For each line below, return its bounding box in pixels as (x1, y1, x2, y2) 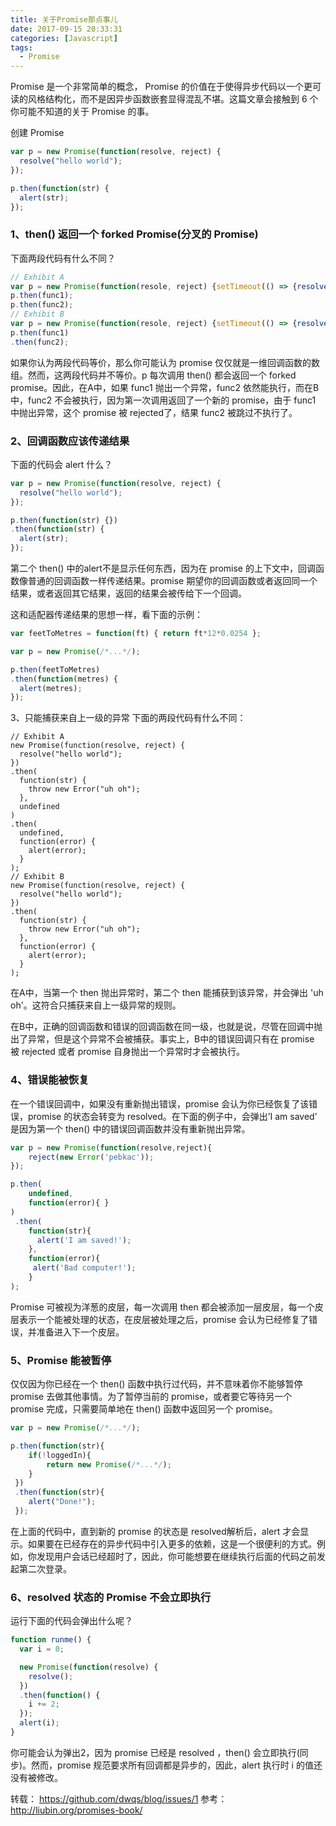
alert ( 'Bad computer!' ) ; (32, 1263, 137, 1273)
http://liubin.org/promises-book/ (10, 1804, 143, 1816)
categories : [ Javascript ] (10, 33, 118, 43)
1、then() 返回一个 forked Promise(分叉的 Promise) (10, 227, 259, 241)
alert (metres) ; (19, 683, 83, 693)
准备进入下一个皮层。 (36, 1326, 125, 1338)
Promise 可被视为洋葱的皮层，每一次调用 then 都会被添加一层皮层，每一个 (10, 1301, 315, 1313)
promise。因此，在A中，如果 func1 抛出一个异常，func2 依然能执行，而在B (10, 381, 320, 393)
